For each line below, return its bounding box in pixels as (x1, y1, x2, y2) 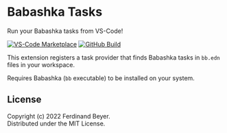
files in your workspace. (7, 60, 75, 69)
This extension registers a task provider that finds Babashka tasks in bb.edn (7, 53, 221, 62)
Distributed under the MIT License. (7, 119, 106, 128)
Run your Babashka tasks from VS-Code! (7, 27, 123, 35)
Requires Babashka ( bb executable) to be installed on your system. (7, 73, 195, 82)
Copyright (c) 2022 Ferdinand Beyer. (7, 112, 111, 120)
